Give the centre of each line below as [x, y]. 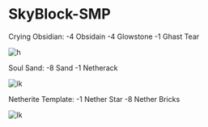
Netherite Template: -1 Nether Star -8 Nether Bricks [94, 99]
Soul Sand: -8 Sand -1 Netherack [63, 68]
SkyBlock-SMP [59, 14]
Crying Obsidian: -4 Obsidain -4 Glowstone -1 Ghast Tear [104, 36]
